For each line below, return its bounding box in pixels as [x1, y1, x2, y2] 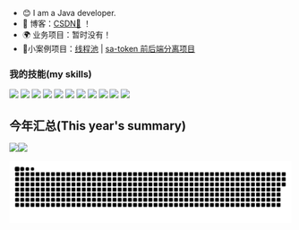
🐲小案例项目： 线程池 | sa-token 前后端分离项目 [21, 44, 195, 54]
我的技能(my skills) [9, 67, 92, 80]
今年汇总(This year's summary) [9, 118, 186, 133]
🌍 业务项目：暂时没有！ [21, 30, 112, 39]
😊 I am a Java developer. [21, 8, 116, 18]
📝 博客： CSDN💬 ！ [21, 18, 91, 29]
